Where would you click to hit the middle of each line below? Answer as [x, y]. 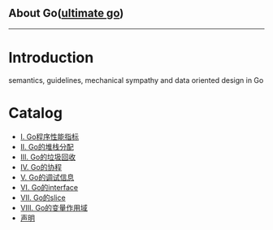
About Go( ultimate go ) [66, 13]
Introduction [51, 58]
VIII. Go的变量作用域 [54, 207]
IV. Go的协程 [41, 167]
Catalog [36, 113]
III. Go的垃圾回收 [48, 157]
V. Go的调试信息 [47, 177]
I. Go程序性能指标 [50, 137]
